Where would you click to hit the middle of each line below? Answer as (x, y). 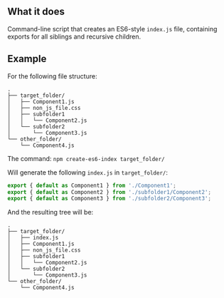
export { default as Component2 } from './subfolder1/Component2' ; (110, 192)
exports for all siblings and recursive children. (74, 36)
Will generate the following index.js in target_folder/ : (88, 172)
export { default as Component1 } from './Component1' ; (92, 185)
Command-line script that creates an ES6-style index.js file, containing (112, 29)
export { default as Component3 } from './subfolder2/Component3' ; (110, 199)
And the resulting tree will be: (50, 212)
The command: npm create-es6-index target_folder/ (86, 158)
